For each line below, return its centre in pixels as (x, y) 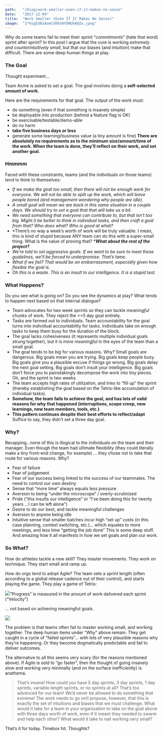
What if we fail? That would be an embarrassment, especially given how (85, 262)
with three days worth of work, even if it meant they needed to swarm (87, 714)
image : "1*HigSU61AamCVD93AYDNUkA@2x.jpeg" (51, 23)
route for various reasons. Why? (37, 458)
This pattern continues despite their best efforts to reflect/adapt (78, 414)
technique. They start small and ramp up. (46, 564)
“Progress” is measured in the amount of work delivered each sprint (78, 594)
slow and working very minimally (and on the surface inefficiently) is (73, 668)
